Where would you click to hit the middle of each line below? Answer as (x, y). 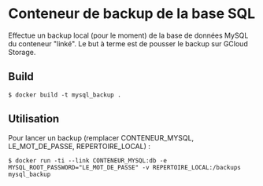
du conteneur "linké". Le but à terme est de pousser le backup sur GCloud (128, 43)
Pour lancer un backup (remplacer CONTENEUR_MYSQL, (101, 137)
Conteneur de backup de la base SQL (132, 14)
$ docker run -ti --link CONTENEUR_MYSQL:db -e (88, 160)
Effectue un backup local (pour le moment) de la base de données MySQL (128, 35)
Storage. (22, 52)
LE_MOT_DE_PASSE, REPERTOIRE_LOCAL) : (80, 146)
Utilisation (34, 119)
